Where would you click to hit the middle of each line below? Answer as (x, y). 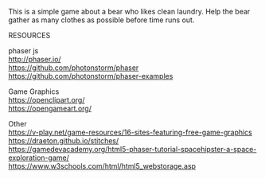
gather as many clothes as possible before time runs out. (101, 20)
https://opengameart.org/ (50, 108)
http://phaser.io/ (35, 59)
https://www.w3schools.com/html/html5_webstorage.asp (102, 166)
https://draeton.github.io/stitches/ (64, 141)
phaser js (23, 51)
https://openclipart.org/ (47, 100)
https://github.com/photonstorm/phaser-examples (91, 76)
